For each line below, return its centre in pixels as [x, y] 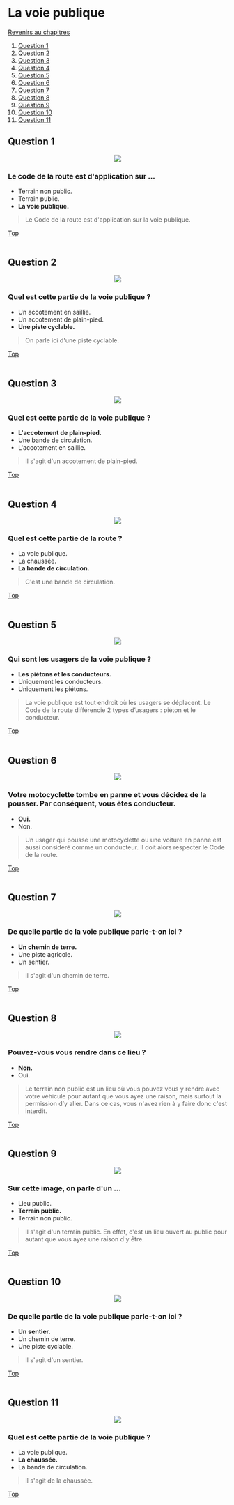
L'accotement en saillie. [52, 448]
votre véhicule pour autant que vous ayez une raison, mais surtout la [123, 1096]
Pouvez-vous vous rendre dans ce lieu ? [77, 1052]
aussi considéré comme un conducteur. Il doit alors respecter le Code [125, 847]
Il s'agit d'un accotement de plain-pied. [81, 461]
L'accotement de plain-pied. [60, 433]
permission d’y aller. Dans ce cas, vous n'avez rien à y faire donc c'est [126, 1103]
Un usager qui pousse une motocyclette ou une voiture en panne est [123, 840]
